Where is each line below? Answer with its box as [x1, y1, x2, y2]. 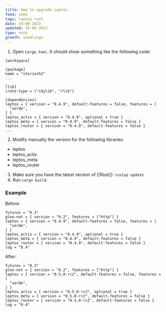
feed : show [5, 12, 28, 17]
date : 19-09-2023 [5, 21, 41, 26]
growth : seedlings [5, 35, 43, 40]
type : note [5, 30, 28, 35]
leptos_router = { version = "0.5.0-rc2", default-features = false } [5, 298, 155, 303]
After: [5, 254, 17, 260]
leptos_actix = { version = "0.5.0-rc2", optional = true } [5, 289, 133, 295]
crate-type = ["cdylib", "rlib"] [5, 88, 75, 93]
